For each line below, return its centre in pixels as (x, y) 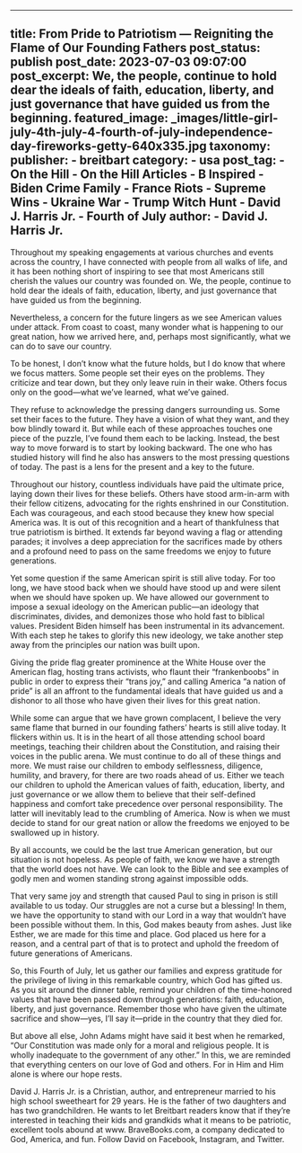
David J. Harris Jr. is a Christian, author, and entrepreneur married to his (143, 1091)
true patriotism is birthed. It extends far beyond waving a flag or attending (147, 532)
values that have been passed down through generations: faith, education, (147, 999)
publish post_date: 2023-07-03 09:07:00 (129, 62)
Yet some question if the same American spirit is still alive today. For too (143, 578)
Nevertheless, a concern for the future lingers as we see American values (146, 317)
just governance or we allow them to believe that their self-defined (133, 794)
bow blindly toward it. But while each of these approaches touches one (141, 429)
